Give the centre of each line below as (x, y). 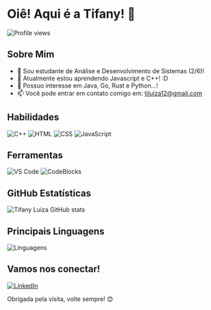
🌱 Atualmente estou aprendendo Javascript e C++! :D (92, 78)
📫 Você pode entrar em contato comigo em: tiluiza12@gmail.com (109, 93)
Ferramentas (35, 155)
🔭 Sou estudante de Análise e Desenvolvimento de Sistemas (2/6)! (111, 70)
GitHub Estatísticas (49, 193)
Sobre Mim (31, 54)
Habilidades (33, 117)
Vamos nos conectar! (54, 269)
